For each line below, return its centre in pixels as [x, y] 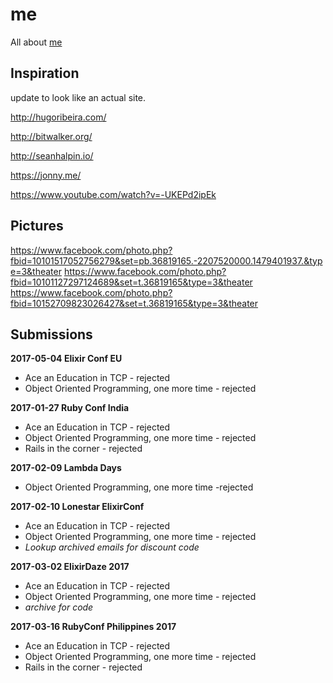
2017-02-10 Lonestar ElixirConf [77, 507]
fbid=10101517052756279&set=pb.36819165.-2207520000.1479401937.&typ [166, 260]
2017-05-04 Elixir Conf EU [66, 359]
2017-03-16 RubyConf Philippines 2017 [93, 627]
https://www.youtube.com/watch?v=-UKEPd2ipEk [113, 194]
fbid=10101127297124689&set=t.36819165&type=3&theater [131, 282]
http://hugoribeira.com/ [58, 117]
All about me [36, 42]
